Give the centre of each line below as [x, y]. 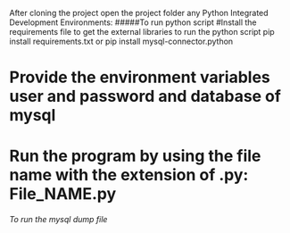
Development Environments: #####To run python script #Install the [133, 22]
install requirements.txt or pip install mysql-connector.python [121, 41]
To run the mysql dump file [58, 219]
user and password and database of [145, 96]
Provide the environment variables [140, 77]
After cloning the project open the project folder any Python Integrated [139, 13]
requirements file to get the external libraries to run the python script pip [142, 32]
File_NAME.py [63, 194]
